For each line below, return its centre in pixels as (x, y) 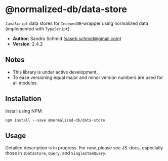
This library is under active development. (55, 72)
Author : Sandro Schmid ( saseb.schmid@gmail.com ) (67, 38)
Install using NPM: (24, 111)
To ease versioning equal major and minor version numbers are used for (88, 77)
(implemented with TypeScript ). (38, 28)
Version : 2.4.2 (28, 44)
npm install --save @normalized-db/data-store (55, 120)
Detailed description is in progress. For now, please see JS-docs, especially (84, 148)
